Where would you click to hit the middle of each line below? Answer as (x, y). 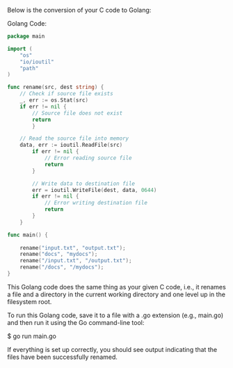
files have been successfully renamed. (63, 357)
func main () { (28, 235)
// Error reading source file (88, 158)
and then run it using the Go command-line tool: (76, 322)
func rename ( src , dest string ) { (56, 87)
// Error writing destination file (96, 203)
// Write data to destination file (84, 184)
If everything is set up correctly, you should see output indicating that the (112, 349)
